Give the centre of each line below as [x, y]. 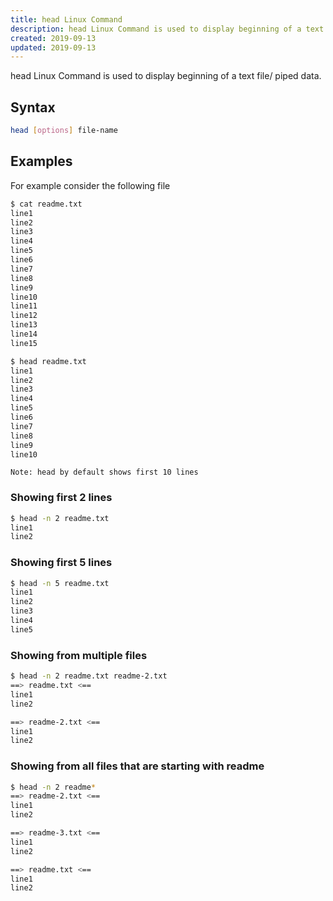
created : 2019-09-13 [53, 38]
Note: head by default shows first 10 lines [104, 472]
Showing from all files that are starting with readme [137, 766]
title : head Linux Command [66, 19]
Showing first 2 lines [61, 498]
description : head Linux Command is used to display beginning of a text [167, 29]
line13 [24, 325]
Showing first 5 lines [61, 563]
